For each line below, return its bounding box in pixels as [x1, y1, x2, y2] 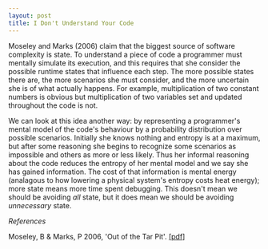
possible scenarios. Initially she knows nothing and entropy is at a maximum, [8, 132, 261, 142]
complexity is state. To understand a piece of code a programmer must [8, 49, 242, 59]
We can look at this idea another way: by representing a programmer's [8, 116, 241, 125]
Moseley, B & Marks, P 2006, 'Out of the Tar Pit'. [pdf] [8, 231, 186, 241]
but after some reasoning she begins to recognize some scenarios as [8, 141, 237, 151]
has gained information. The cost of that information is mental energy [8, 167, 238, 176]
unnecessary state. [8, 200, 72, 210]
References [8, 216, 46, 226]
